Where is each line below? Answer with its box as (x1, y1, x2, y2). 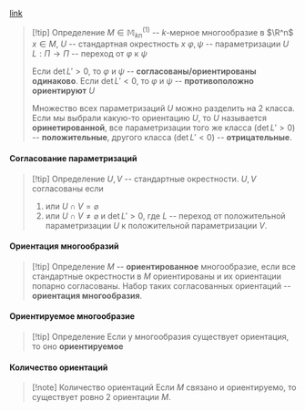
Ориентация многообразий (9, 241, 119, 252)
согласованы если (31, 182, 105, 194)
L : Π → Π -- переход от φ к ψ (31, 48, 147, 59)
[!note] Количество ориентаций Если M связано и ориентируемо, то (31, 382, 297, 393)
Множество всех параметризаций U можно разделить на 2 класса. (31, 103, 296, 114)
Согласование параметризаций (9, 153, 138, 164)
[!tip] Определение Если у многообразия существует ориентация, (31, 332, 290, 343)
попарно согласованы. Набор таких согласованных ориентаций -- (31, 280, 291, 291)
